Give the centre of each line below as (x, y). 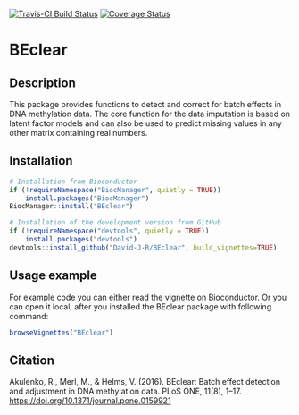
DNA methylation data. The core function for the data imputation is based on (150, 114)
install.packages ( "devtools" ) (82, 240)
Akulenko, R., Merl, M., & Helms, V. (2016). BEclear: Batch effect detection (145, 382)
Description (42, 83)
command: (29, 316)
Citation (32, 360)
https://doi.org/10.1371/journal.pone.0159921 (90, 401)
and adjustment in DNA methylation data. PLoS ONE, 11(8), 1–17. (126, 391)
